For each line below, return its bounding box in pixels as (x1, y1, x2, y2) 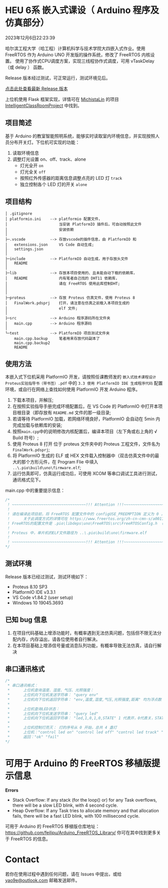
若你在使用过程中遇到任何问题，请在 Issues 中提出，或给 (5, 871, 122, 877)
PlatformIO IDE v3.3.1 (12, 589, 56, 595)
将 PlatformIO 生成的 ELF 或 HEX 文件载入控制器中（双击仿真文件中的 (12, 453, 155, 459)
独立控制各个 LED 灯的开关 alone (19, 181, 87, 187)
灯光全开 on (19, 162, 43, 168)
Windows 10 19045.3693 (12, 600, 63, 606)
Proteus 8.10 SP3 (12, 584, 47, 590)
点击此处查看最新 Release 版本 (5, 85, 68, 91)
